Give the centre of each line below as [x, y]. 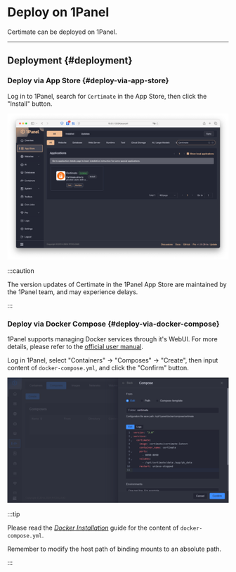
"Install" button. [30, 104]
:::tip [14, 514]
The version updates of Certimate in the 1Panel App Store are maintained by [117, 284]
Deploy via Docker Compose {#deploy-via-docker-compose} [113, 324]
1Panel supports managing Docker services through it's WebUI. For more [112, 339]
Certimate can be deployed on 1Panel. [62, 32]
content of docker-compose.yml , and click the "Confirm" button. [98, 368]
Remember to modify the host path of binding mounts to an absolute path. [114, 549]
